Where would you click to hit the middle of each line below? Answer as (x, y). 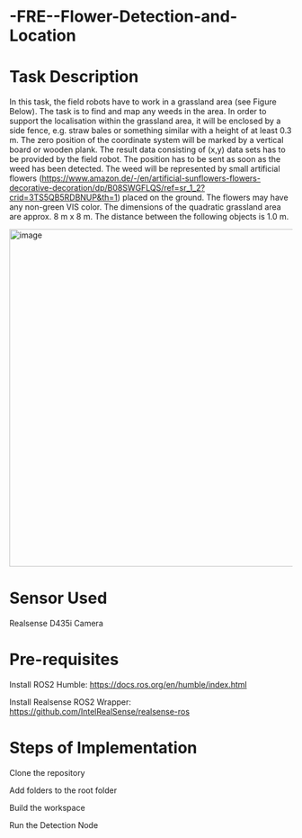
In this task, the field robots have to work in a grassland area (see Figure (143, 102)
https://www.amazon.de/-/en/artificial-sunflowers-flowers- (151, 178)
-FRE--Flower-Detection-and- (124, 17)
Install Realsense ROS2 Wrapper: (71, 702)
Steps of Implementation (103, 748)
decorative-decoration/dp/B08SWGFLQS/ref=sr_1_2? (107, 188)
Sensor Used (58, 598)
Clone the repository (47, 772)
